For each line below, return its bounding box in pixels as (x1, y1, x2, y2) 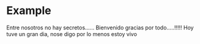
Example (6, 4, 51, 18)
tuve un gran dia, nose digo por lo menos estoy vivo (6, 30, 138, 37)
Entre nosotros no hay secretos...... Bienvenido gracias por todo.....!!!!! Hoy (6, 24, 194, 31)
